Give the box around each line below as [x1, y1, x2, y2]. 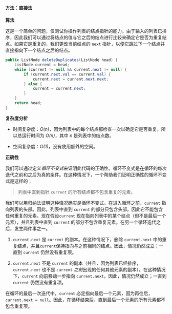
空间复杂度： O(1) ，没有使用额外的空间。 [12, 143, 98, 149]
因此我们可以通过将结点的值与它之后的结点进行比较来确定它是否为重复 [14, 34, 162, 41]
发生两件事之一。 [14, 225, 50, 231]
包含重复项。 [5, 303, 32, 309]
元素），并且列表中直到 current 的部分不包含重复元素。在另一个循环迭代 [5, 219, 156, 225]
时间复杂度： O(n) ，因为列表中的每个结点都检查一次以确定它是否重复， [12, 126, 161, 132]
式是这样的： [5, 178, 32, 184]
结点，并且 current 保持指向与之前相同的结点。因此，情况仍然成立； [17, 243, 159, 249]
